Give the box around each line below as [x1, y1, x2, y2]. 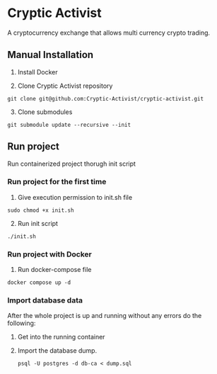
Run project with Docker [7, 249, 92, 259]
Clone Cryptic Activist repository [17, 81, 113, 90]
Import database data [7, 295, 83, 305]
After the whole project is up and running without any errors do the [7, 312, 202, 320]
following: [7, 319, 36, 327]
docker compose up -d [7, 279, 71, 286]
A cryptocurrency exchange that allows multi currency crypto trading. [7, 28, 211, 37]
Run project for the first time [7, 177, 107, 187]
